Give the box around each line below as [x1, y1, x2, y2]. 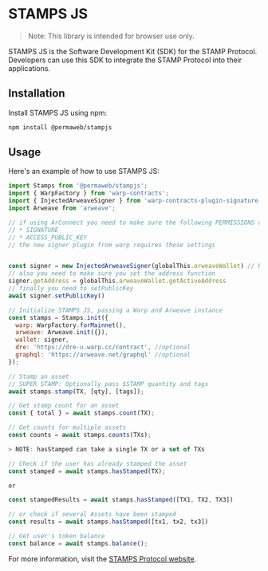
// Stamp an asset [8, 372, 69, 380]
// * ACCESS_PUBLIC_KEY [8, 233, 88, 242]
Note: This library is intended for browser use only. [27, 31, 195, 41]
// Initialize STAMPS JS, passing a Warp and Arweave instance [8, 306, 223, 314]
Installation [8, 87, 65, 100]
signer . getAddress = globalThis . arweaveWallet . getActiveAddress [8, 277, 227, 285]
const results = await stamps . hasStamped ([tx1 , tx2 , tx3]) [8, 518, 209, 526]
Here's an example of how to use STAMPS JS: [8, 167, 160, 176]
